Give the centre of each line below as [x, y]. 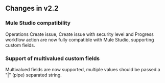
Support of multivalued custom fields [53, 58]
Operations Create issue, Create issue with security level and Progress [80, 34]
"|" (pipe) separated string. [34, 75]
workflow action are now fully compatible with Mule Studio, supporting [80, 39]
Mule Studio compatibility [38, 23]
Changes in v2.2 [32, 8]
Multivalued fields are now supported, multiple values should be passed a [83, 69]
